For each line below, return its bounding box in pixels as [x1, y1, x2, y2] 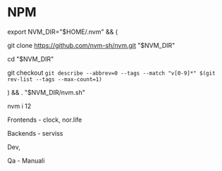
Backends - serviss [7, 129, 63, 137]
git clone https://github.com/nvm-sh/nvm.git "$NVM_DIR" [7, 41, 175, 49]
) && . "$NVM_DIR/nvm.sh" [7, 88, 86, 96]
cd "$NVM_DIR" [7, 54, 54, 63]
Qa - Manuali [7, 156, 45, 165]
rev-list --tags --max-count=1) [7, 75, 102, 83]
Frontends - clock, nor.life [7, 115, 82, 124]
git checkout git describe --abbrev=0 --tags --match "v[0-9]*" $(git [7, 68, 216, 77]
